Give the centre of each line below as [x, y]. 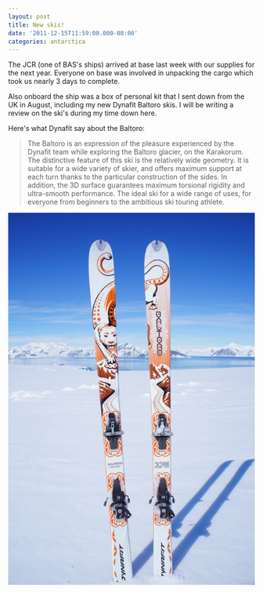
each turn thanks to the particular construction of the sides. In [127, 177]
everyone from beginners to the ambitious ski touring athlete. [126, 202]
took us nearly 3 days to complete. [64, 82]
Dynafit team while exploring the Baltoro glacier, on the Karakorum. [135, 152]
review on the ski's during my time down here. [83, 113]
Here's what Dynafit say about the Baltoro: [76, 129]
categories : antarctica [47, 42]
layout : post [29, 16]
